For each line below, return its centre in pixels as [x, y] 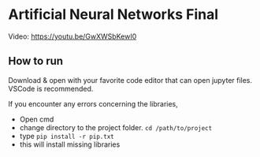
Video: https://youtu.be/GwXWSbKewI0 [72, 36]
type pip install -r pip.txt [67, 136]
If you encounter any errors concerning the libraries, [93, 103]
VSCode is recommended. [51, 88]
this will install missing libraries [70, 144]
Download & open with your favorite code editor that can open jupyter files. [130, 80]
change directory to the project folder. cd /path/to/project [116, 127]
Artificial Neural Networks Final [113, 15]
